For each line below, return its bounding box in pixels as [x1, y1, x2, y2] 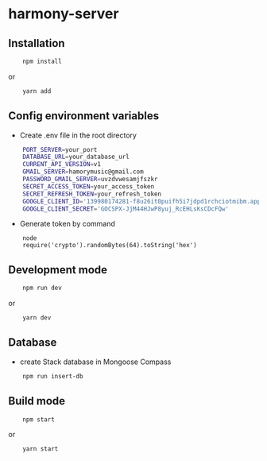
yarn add [22, 87, 52, 95]
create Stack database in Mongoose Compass [19, 357, 172, 366]
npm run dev [22, 284, 62, 292]
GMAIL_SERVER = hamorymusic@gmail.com [22, 168, 145, 176]
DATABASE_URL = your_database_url [22, 153, 130, 161]
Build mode [8, 394, 66, 408]
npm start [22, 415, 56, 424]
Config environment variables [8, 109, 160, 123]
